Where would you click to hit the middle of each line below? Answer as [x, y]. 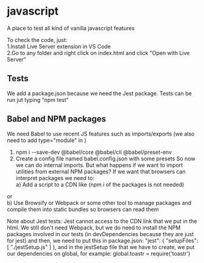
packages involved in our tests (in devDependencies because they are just [100, 234]
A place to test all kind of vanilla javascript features [71, 28]
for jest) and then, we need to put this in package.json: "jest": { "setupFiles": [103, 240]
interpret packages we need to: [55, 178]
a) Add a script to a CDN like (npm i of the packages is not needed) [100, 184]
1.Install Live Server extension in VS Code [59, 46]
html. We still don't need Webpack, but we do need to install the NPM [94, 228]
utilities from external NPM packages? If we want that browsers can [100, 171]
